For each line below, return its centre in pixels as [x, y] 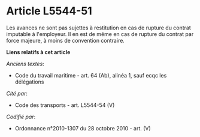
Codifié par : [21, 117]
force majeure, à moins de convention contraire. [65, 40]
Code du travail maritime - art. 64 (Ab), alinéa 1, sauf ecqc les [91, 75]
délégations [29, 82]
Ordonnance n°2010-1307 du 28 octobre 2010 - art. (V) [83, 128]
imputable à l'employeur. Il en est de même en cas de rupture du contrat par [100, 34]
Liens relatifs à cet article [38, 52]
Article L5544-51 [49, 11]
